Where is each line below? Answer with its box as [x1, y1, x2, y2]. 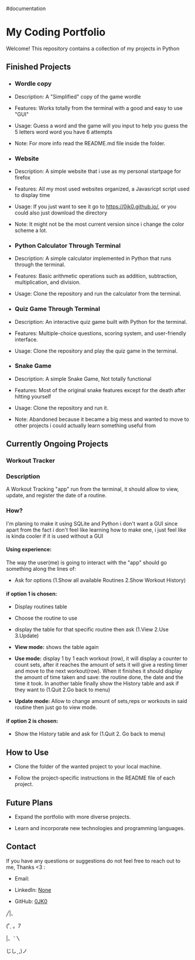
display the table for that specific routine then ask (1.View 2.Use [14, 626, 169, 633]
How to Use [6, 747, 49, 757]
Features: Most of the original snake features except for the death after [14, 386, 186, 393]
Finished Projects [6, 62, 71, 72]
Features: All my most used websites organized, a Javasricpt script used [14, 185, 190, 192]
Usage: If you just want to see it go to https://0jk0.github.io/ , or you [14, 203, 177, 210]
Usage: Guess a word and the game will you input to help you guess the [14, 122, 189, 129]
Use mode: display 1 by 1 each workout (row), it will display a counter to [14, 655, 188, 662]
